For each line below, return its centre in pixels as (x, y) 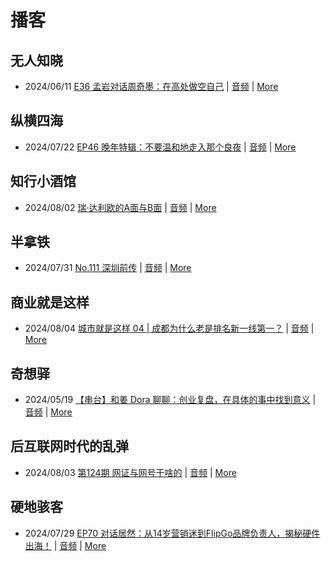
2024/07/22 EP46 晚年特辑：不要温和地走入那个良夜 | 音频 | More (160, 147)
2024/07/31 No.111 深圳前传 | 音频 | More (108, 268)
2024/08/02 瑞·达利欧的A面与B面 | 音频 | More (120, 207)
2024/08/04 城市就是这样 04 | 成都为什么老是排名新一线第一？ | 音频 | (169, 328)
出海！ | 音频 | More (65, 545)
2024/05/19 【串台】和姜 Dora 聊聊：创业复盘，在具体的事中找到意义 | (170, 400)
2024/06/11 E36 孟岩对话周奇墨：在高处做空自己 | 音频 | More (151, 86)
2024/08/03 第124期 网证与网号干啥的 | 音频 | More (130, 472)
